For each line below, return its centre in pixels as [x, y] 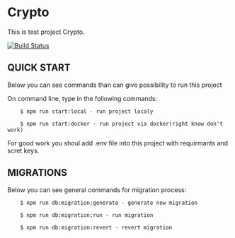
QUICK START [39, 68]
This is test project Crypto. [46, 32]
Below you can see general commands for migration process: [97, 190]
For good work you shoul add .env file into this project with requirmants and [118, 143]
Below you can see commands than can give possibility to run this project [115, 85]
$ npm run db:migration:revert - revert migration [96, 227]
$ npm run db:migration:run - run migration [87, 215]
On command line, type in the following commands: [82, 98]
